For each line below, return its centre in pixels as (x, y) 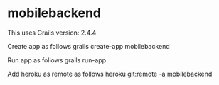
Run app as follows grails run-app (57, 60)
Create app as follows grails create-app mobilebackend (89, 46)
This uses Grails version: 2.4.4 (52, 33)
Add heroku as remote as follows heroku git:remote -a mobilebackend (110, 74)
